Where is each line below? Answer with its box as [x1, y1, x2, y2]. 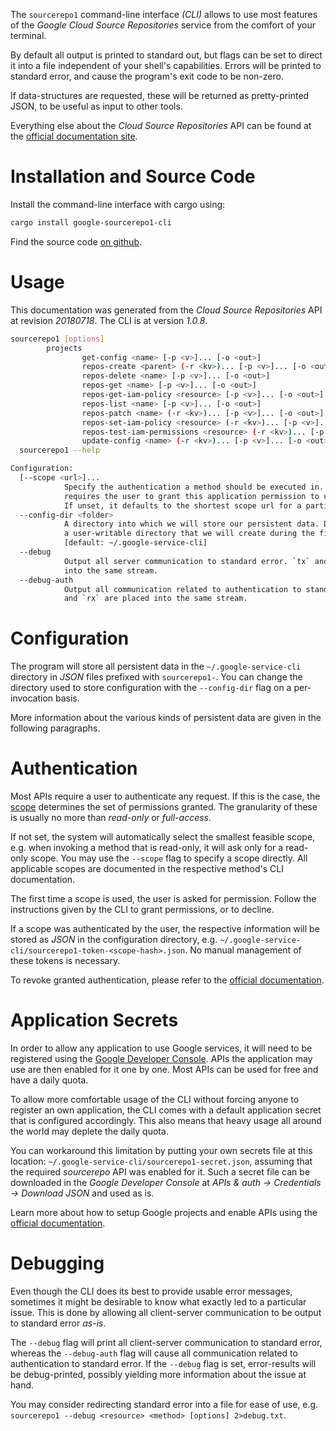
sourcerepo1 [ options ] [10, 334, 105, 344]
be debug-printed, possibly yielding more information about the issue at [10, 1369, 307, 1380]
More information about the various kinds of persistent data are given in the [10, 712, 322, 724]
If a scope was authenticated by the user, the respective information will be [10, 923, 320, 935]
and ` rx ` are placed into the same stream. [63, 594, 248, 604]
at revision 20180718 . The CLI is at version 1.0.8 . [10, 314, 208, 326]
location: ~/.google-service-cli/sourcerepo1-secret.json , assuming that [10, 1155, 313, 1168]
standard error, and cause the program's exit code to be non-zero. [10, 70, 284, 82]
